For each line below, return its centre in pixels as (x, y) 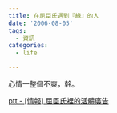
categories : (28, 46)
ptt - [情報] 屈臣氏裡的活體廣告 (59, 101)
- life (26, 53)
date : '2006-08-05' (41, 23)
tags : (17, 30)
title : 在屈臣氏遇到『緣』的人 (54, 16)
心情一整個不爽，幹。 (43, 84)
